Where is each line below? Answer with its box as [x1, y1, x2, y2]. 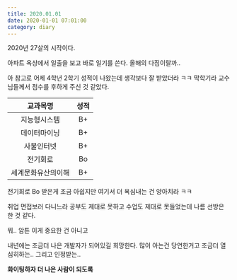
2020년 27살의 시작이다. [7, 44, 76, 52]
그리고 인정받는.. [35, 250, 81, 259]
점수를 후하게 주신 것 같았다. [31, 83, 110, 91]
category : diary [7, 23, 55, 30]
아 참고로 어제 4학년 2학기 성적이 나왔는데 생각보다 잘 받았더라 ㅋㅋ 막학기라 [7, 74, 217, 82]
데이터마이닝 [21, 128, 60, 138]
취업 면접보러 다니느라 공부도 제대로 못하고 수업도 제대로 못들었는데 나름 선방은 [7, 202, 225, 211]
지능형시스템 [21, 115, 60, 124]
